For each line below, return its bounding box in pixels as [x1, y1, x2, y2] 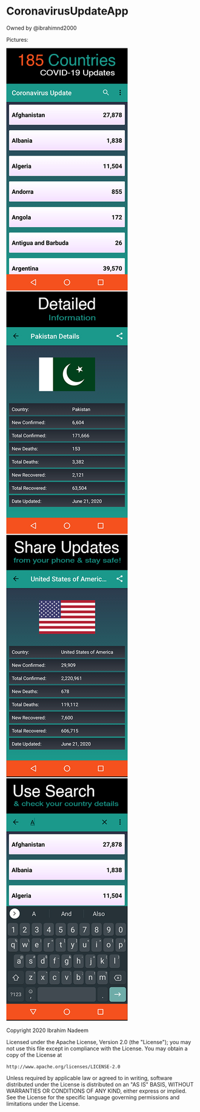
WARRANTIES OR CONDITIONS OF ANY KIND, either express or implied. [6, 1087, 187, 1094]
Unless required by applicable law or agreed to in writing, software [6, 1074, 173, 1082]
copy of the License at [6, 1051, 62, 1058]
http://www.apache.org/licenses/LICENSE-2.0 [6, 1064, 121, 1070]
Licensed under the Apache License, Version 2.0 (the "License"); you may [6, 1038, 192, 1045]
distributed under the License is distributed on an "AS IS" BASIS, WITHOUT [6, 1081, 194, 1088]
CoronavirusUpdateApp [6, 4, 128, 18]
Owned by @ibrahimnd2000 [6, 24, 77, 31]
